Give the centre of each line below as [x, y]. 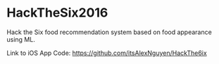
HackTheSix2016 [57, 13]
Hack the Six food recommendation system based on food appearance [109, 32]
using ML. [21, 39]
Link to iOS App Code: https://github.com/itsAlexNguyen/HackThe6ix [107, 53]
